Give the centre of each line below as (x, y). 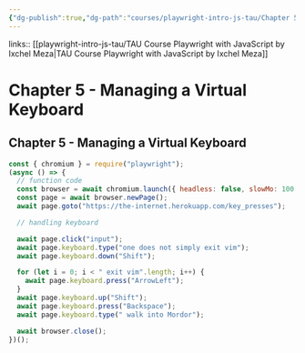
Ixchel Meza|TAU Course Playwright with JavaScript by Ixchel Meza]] (138, 53)
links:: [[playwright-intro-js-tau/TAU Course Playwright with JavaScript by (147, 44)
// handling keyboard (58, 222)
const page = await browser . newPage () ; (92, 198)
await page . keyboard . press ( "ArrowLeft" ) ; (104, 281)
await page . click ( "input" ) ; (70, 239)
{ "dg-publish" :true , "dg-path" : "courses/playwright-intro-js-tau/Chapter (149, 18)
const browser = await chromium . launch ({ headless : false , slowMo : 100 (156, 189)
